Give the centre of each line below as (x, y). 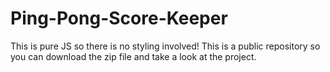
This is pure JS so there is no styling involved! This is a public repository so (165, 46)
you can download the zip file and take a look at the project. (133, 56)
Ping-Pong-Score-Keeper (119, 18)
